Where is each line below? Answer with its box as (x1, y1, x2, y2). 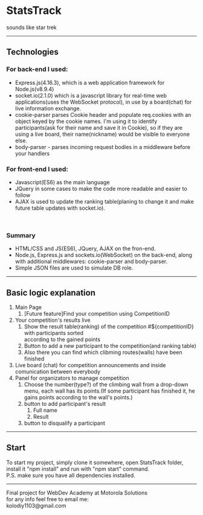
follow (14, 191, 31, 199)
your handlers (14, 150, 50, 157)
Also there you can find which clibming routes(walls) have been (24, 349, 182, 356)
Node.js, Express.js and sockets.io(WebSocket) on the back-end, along (14, 251, 192, 259)
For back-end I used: (6, 65, 68, 73)
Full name (33, 407, 57, 414)
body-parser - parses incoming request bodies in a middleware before (14, 143, 190, 150)
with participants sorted (24, 330, 83, 337)
